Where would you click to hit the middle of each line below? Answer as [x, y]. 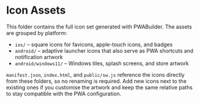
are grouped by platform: [37, 33]
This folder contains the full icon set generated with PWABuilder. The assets [99, 27]
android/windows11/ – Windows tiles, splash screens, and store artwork [102, 63]
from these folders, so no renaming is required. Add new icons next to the [97, 81]
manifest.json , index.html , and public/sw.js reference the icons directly [96, 75]
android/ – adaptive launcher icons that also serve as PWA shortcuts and [104, 50]
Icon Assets [36, 10]
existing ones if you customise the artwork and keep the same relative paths [99, 87]
